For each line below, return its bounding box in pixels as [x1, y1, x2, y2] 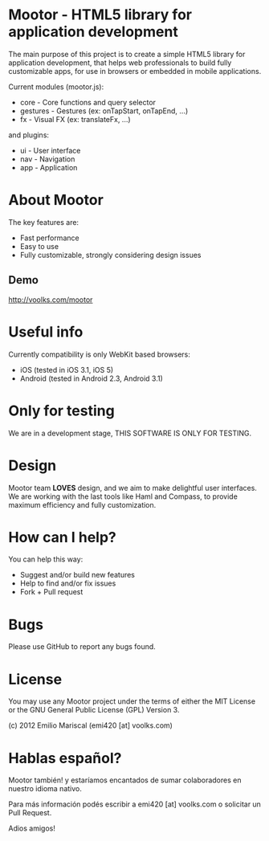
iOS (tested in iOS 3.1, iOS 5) [19, 365, 114, 374]
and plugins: [8, 130, 50, 140]
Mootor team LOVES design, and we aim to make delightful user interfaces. [8, 483, 257, 492]
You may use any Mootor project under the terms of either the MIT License [8, 696, 255, 706]
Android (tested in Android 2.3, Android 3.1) [19, 374, 163, 383]
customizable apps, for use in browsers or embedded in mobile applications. [8, 66, 262, 76]
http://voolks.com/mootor [8, 295, 93, 304]
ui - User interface [19, 145, 81, 155]
